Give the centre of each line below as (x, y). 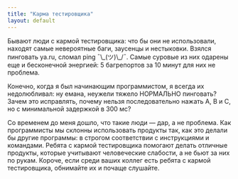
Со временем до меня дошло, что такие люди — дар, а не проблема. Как (119, 122)
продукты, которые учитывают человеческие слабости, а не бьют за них (119, 153)
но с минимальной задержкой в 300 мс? (69, 109)
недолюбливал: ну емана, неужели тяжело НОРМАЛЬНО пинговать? (112, 94)
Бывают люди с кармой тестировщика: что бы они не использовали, (112, 40)
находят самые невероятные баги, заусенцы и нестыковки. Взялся (109, 48)
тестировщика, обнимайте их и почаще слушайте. (83, 168)
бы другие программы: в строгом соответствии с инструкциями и (108, 137)
